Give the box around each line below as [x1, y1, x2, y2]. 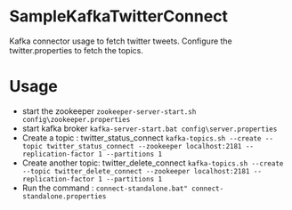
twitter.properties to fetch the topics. [9, 44, 144, 55]
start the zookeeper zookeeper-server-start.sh [21, 105, 197, 117]
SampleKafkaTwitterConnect [9, 6, 229, 27]
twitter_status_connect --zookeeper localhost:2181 [45, 141, 242, 150]
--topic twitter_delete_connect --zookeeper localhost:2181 [21, 166, 250, 175]
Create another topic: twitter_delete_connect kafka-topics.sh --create [21, 157, 284, 168]
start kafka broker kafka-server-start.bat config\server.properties [21, 123, 278, 133]
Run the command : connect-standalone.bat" [21, 182, 189, 193]
